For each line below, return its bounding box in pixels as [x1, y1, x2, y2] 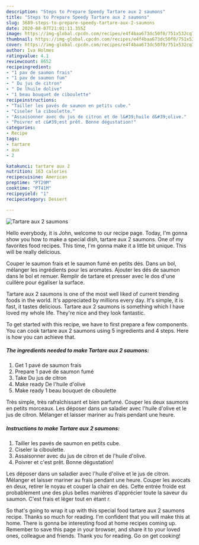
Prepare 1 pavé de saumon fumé [14, 368, 94, 375]
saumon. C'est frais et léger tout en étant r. [6, 496, 111, 503]
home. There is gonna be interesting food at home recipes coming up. [6, 519, 176, 527]
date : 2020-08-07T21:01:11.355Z [6, 25, 86, 31]
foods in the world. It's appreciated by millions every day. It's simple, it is [6, 297, 184, 304]
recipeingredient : [6, 64, 52, 70]
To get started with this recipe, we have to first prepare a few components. [6, 320, 188, 327]
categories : [6, 125, 36, 131]
